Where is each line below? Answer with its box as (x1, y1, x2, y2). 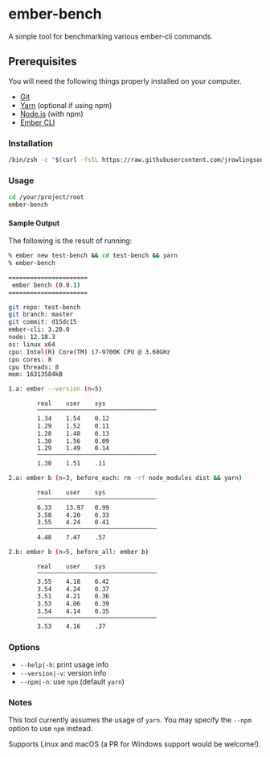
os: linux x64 (8, 340, 56, 349)
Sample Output (8, 218, 60, 228)
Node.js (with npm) (19, 109, 84, 118)
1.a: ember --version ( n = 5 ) (8, 385, 103, 393)
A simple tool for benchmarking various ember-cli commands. (8, 31, 213, 41)
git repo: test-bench (8, 303, 81, 311)
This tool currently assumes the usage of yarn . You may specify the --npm (8, 715, 252, 725)
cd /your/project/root (8, 193, 84, 201)
